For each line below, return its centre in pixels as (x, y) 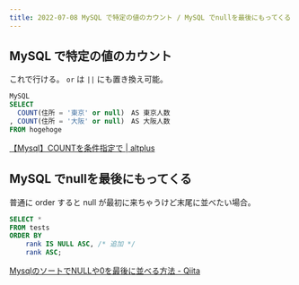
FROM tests (30, 228)
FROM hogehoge (36, 130)
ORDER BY (26, 236)
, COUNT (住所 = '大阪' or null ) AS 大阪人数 (90, 122)
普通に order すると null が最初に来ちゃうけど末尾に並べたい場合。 (132, 202)
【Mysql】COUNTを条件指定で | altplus (82, 148)
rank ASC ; (44, 253)
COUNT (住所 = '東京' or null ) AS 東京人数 (94, 113)
